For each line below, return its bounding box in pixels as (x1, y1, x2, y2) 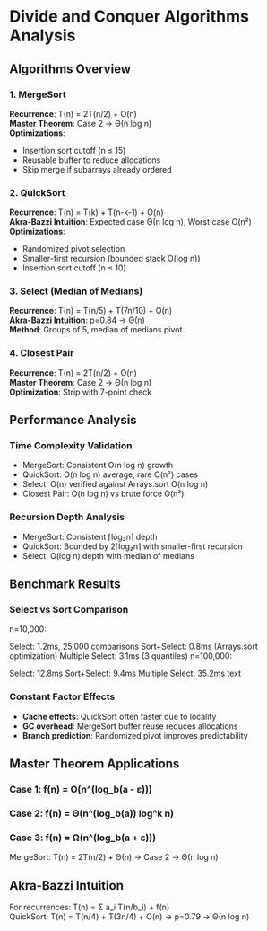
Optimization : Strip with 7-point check (9, 386, 152, 397)
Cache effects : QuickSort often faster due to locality (22, 711, 217, 722)
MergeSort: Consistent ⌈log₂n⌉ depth (22, 531, 159, 542)
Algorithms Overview (9, 61, 132, 76)
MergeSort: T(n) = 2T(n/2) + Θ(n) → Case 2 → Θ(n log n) (9, 852, 219, 863)
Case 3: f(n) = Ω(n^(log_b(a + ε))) (9, 831, 157, 844)
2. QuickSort (9, 186, 65, 199)
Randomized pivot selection (22, 244, 125, 254)
